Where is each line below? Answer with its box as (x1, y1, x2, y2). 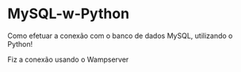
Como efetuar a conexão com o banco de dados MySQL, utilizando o (7, 31, 233, 40)
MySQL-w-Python (7, 5, 130, 23)
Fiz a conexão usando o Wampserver (7, 55, 129, 64)
